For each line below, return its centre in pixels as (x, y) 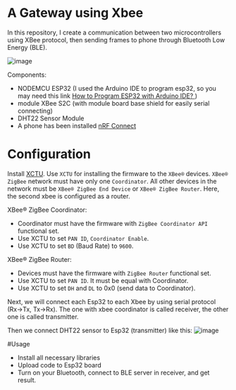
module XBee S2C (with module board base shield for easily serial (113, 103)
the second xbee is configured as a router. (69, 196)
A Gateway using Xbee (75, 13)
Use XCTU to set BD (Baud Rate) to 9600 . (75, 246)
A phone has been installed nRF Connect (76, 125)
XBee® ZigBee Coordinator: (47, 210)
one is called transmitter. (43, 316)
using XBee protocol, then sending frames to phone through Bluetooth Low (116, 39)
